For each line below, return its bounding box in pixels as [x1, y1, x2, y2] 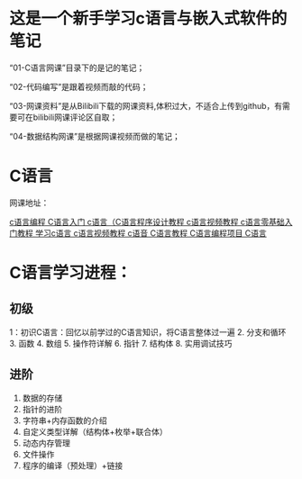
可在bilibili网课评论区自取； [16, 112, 118, 122]
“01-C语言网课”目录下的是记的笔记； [9, 62, 145, 73]
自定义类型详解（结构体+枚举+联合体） [22, 426, 169, 437]
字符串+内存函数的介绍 [22, 415, 108, 426]
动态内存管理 [22, 438, 70, 448]
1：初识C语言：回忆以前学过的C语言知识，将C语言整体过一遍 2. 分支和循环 [9, 326, 287, 338]
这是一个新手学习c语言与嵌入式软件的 [9, 8, 288, 29]
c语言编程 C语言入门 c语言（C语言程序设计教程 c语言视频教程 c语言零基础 [9, 216, 286, 227]
